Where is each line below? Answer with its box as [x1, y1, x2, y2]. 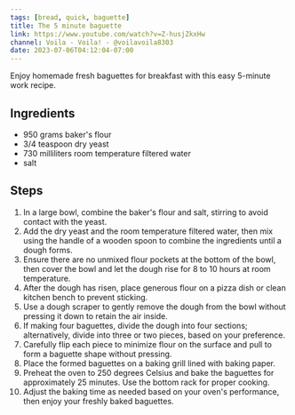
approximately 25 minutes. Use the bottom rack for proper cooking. [22, 377, 270, 387]
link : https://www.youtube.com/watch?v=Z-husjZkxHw [10, 29, 205, 38]
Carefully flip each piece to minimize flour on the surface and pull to [22, 339, 272, 349]
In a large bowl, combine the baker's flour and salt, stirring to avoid [22, 206, 269, 218]
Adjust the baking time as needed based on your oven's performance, [22, 386, 280, 396]
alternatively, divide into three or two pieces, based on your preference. [22, 330, 286, 340]
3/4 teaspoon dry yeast [22, 139, 109, 149]
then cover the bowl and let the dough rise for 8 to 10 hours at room [22, 263, 271, 274]
